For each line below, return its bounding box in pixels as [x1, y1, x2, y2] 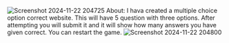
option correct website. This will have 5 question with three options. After [7, 14, 215, 22]
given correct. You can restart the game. [7, 28, 122, 36]
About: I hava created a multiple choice [106, 7, 218, 14]
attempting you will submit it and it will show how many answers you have [7, 21, 217, 29]
